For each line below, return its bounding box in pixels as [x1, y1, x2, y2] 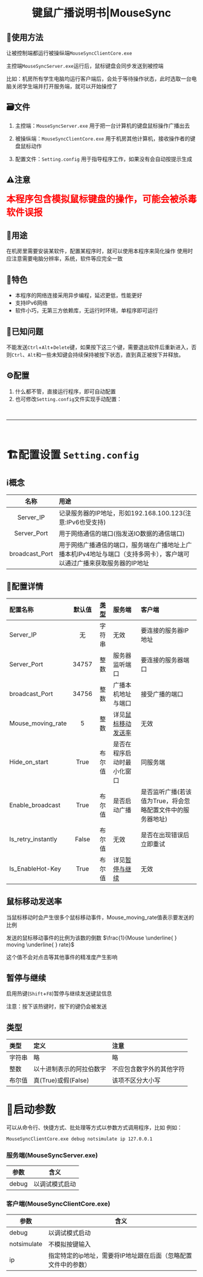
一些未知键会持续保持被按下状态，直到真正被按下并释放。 [41, 351, 184, 359]
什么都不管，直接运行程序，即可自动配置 [14, 388, 116, 395]
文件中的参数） [48, 1260, 91, 1269]
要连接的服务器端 [141, 655, 190, 664]
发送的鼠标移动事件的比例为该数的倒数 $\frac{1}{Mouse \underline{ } [6, 934, 177, 941]
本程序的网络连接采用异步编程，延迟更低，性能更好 [14, 292, 143, 299]
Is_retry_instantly [9, 835, 57, 843]
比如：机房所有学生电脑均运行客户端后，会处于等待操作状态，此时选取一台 [6, 75, 192, 82]
